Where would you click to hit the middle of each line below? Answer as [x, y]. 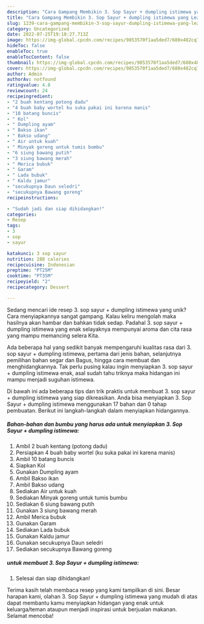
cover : [15, 68]
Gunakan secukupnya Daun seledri [59, 542]
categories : [22, 214]
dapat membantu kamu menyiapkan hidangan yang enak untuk [85, 603]
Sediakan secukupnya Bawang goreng [64, 549]
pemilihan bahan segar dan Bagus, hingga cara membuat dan [84, 360]
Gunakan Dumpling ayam [47, 472]
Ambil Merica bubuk [41, 517]
